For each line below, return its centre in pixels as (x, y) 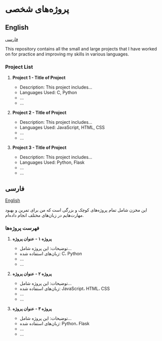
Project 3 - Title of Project (39, 147)
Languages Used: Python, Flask (52, 162)
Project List (19, 67)
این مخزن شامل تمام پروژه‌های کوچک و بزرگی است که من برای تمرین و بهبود (76, 210)
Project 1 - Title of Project (39, 78)
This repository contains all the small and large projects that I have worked (81, 49)
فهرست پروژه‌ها (22, 228)
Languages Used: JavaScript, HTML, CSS (62, 128)
